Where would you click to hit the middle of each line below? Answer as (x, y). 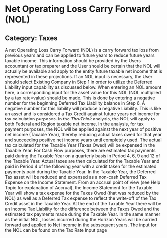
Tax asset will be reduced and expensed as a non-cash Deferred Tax (76, 177)
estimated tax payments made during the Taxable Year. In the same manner (83, 214)
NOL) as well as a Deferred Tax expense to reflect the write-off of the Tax (81, 198)
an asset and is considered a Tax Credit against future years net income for (83, 114)
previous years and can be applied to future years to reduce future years (80, 55)
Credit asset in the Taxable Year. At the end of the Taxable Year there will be (83, 203)
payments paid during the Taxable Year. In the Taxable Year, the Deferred (80, 172)
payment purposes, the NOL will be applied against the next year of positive (83, 129)
